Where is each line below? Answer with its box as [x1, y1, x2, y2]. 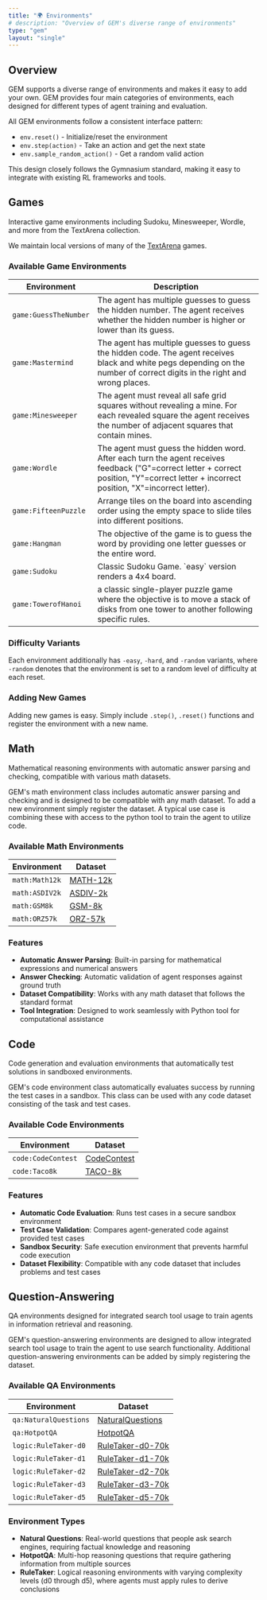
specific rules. [97, 614, 150, 625]
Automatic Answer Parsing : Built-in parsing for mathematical [19, 955, 222, 965]
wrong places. [97, 377, 151, 388]
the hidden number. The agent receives [97, 305, 245, 316]
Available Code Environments [8, 1119, 125, 1130]
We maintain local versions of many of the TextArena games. [8, 240, 207, 250]
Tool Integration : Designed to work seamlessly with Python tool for [19, 1006, 240, 1016]
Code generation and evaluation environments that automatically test [8, 1058, 234, 1068]
